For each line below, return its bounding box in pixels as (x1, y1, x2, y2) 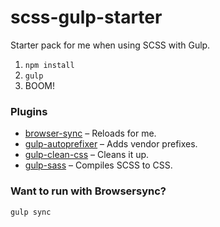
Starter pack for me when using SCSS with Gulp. (10, 39, 211, 51)
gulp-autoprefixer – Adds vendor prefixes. (24, 138, 198, 150)
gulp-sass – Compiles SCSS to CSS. (24, 159, 173, 171)
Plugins (10, 104, 48, 118)
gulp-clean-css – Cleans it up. (24, 149, 150, 161)
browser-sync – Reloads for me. (24, 127, 157, 140)
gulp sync (10, 207, 52, 217)
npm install (24, 60, 75, 70)
